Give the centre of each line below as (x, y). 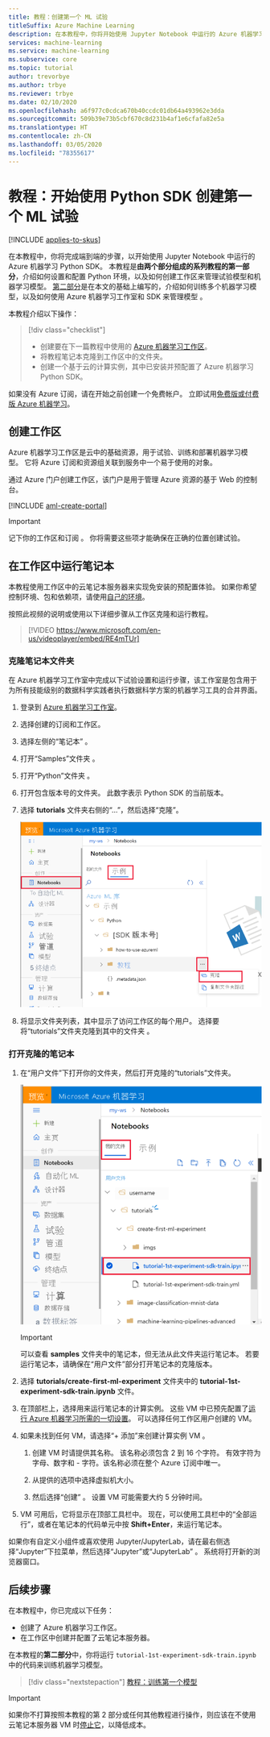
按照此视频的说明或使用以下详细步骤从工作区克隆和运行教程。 (110, 614)
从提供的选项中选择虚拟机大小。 (85, 1480)
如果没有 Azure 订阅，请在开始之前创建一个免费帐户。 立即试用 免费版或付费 (134, 393)
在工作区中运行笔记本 (61, 565)
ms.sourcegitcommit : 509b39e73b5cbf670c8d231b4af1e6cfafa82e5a (117, 119)
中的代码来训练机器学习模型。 (57, 1665)
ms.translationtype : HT (48, 128)
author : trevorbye (39, 77)
